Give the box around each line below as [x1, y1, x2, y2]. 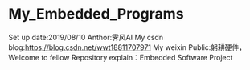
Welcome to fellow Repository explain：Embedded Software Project [8, 52, 233, 62]
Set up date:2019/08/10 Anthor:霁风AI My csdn [8, 32, 163, 42]
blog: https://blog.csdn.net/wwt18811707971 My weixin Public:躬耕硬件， [8, 42, 247, 52]
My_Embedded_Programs [8, 5, 184, 23]
